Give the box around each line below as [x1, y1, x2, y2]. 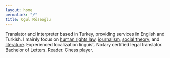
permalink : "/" [5, 12, 38, 17]
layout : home [5, 7, 33, 13]
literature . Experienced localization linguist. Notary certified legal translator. [5, 42, 163, 48]
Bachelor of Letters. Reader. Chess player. [5, 47, 94, 53]
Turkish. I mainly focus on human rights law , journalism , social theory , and [5, 36, 160, 42]
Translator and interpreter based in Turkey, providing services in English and [5, 31, 165, 37]
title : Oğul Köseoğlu [5, 17, 51, 22]
